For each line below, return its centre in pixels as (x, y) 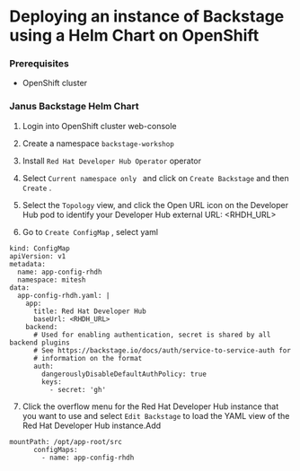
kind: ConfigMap (40, 249)
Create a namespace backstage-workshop (98, 143)
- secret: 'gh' (77, 389)
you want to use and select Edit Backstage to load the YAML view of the (156, 415)
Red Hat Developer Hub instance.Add (92, 425)
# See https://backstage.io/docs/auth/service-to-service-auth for (162, 350)
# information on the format (88, 358)
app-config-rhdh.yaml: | (64, 295)
